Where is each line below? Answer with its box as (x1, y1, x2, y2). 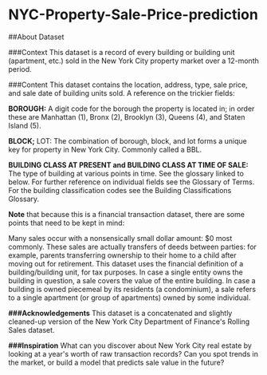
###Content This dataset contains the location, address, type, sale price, (8, 80, 249, 89)
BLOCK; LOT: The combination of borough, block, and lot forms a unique (8, 136, 247, 145)
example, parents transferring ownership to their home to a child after (8, 250, 237, 260)
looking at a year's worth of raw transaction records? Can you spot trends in (8, 349, 259, 358)
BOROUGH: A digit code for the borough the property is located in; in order (8, 104, 255, 113)
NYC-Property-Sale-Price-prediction (8, 6, 259, 24)
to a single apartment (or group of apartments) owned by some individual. (8, 293, 251, 302)
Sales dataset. (8, 325, 55, 334)
